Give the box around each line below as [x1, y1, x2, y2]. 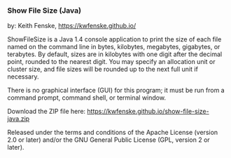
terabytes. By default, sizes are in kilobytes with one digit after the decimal [7, 50, 223, 58]
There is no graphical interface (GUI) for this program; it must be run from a [7, 86, 225, 95]
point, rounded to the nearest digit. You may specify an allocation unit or [7, 58, 216, 66]
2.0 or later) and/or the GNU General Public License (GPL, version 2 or [7, 136, 210, 144]
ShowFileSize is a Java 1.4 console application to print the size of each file [7, 35, 222, 44]
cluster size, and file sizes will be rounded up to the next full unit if [7, 65, 198, 74]
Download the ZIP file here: [7, 107, 86, 116]
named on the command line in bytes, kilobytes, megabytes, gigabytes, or [7, 43, 220, 51]
